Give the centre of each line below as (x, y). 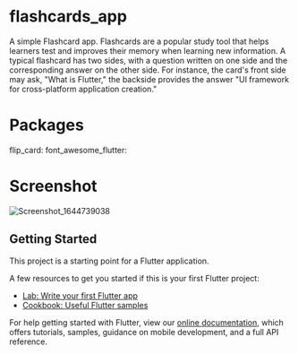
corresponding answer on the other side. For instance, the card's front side (148, 70)
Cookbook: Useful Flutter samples (85, 305)
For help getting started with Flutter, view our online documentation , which (147, 322)
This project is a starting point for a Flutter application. (109, 261)
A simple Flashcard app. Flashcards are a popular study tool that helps (139, 41)
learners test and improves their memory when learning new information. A (148, 50)
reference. (28, 341)
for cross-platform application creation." (83, 89)
